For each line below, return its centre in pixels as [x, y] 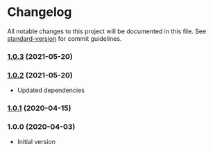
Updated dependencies [51, 90]
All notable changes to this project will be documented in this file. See [107, 31]
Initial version [36, 142]
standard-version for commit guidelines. [65, 38]
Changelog [40, 12]
